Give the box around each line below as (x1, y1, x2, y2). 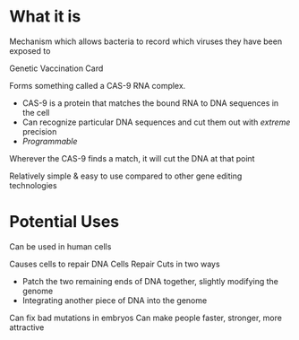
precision (21, 126, 57, 136)
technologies (9, 179, 57, 190)
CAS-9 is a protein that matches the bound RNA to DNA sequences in (21, 97, 279, 109)
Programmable (21, 135, 78, 146)
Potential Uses (9, 212, 120, 232)
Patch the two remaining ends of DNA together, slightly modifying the (21, 275, 279, 286)
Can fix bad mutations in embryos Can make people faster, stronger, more (9, 312, 282, 323)
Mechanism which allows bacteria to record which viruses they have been (9, 36, 283, 47)
